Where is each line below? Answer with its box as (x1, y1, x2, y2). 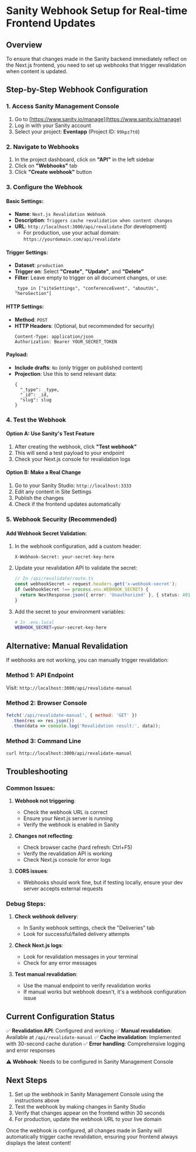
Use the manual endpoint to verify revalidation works (23, 982, 151, 989)
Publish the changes (14, 495, 64, 502)
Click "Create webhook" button (14, 168, 92, 175)
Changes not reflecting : (14, 832, 74, 839)
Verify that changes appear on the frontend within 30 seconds (14, 1109, 165, 1116)
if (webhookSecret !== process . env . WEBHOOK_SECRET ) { (14, 587, 149, 592)
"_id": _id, (20, 392, 49, 397)
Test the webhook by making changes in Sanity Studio (14, 1103, 146, 1110)
